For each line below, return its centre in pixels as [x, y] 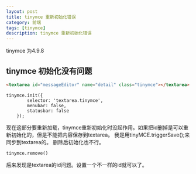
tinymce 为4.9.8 [25, 51]
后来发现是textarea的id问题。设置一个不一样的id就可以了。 [77, 165]
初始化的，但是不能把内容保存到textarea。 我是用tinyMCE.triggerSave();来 [100, 135]
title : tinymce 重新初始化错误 [41, 17]
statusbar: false [48, 111]
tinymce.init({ [25, 95]
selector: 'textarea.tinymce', [65, 100]
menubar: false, [47, 105]
